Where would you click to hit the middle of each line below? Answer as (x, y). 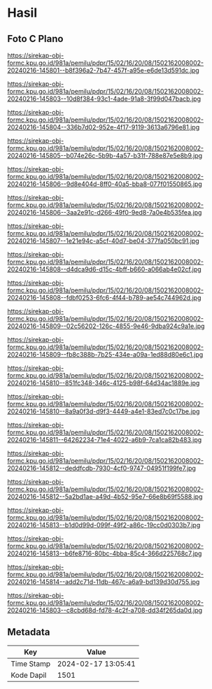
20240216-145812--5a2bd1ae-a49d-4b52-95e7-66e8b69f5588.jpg (105, 497)
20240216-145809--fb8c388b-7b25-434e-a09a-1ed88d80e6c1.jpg (105, 354)
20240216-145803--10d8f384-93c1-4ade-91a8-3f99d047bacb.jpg (104, 99)
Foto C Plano (35, 39)
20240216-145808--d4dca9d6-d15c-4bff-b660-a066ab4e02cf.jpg (104, 269)
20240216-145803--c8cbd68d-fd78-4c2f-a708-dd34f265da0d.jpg (105, 610)
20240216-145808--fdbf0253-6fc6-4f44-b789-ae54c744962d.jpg (104, 298)
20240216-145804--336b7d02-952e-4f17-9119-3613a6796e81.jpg (104, 127)
